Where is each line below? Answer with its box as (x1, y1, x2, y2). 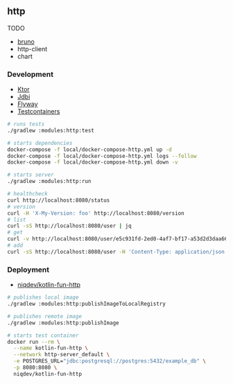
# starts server (7, 171, 54, 179)
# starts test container (7, 332, 79, 339)
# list (7, 216, 26, 223)
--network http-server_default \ (13, 351, 110, 358)
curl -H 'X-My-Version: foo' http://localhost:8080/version (7, 209, 185, 217)
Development (7, 69, 54, 79)
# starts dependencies (7, 139, 73, 146)
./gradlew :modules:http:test (7, 127, 95, 134)
